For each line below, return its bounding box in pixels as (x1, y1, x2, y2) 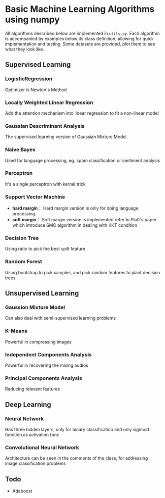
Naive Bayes (5, 146, 36, 153)
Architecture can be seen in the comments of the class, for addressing (5, 455, 148, 461)
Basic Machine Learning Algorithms (5, 3, 155, 15)
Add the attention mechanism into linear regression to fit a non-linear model (5, 110, 159, 116)
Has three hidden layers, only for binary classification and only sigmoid (5, 426, 149, 432)
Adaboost (12, 488, 33, 494)
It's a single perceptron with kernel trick (5, 181, 86, 187)
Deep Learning (5, 400, 51, 409)
